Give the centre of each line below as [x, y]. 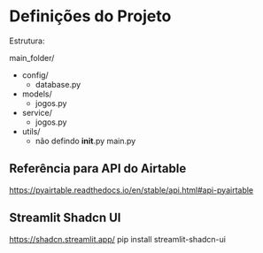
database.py [58, 84]
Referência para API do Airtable [98, 169]
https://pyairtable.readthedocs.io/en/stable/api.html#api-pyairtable [131, 190]
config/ [35, 75]
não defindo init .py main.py [85, 141]
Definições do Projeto [90, 16]
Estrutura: [27, 41]
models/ [37, 94]
